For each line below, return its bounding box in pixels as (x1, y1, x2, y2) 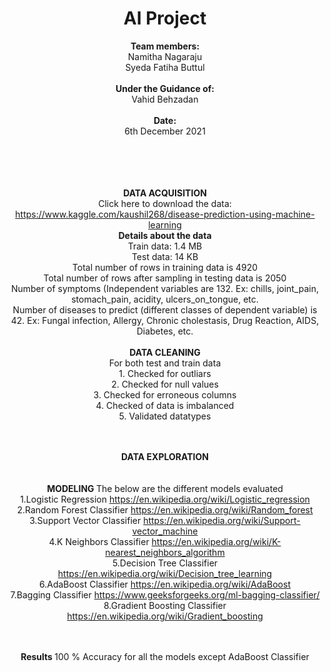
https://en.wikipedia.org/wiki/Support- (143, 514, 301, 526)
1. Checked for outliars (118, 367, 212, 379)
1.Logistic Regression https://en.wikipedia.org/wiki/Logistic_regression (20, 493, 310, 505)
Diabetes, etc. (136, 325, 194, 337)
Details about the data (118, 229, 212, 241)
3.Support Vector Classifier (29, 514, 142, 526)
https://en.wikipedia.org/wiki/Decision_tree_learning (57, 567, 273, 579)
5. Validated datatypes (118, 410, 212, 422)
